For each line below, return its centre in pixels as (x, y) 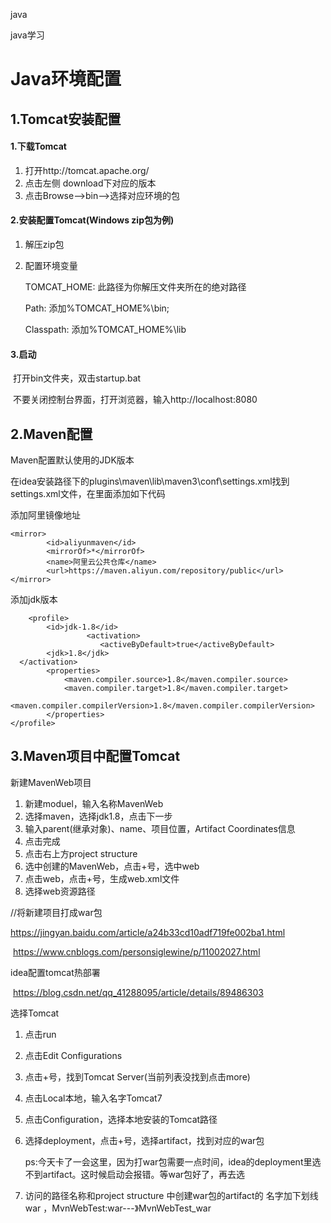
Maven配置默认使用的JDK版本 (72, 460)
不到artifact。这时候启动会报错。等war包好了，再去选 (135, 1174)
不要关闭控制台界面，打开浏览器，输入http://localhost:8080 (135, 400)
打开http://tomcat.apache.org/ (87, 170)
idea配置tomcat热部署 (55, 972)
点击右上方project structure (81, 853)
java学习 (27, 35)
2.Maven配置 (51, 434)
